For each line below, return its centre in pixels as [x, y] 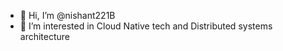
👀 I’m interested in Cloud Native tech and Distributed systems [146, 26]
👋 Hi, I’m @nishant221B [67, 15]
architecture [45, 36]
